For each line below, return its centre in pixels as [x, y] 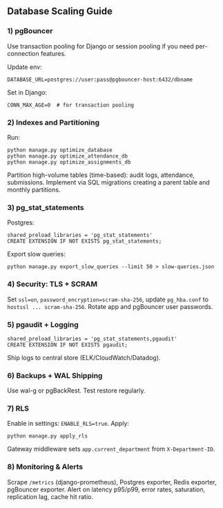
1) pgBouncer [30, 31]
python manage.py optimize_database [60, 150]
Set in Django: [27, 92]
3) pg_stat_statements [46, 207]
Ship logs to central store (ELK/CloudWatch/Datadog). [84, 357]
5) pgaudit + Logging [43, 324]
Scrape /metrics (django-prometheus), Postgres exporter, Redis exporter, [112, 482]
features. [54, 53]
